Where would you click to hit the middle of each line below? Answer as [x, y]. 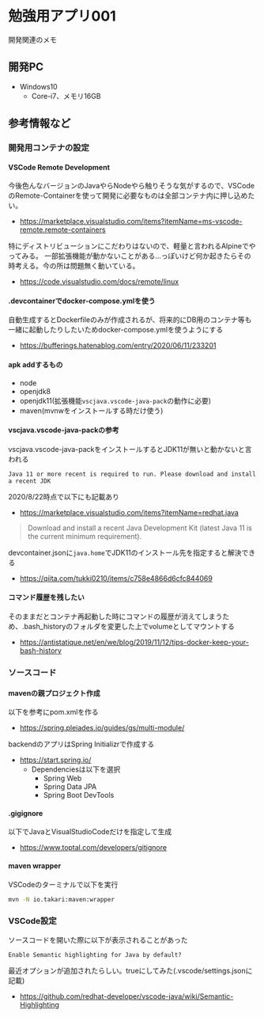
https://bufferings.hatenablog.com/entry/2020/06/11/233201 [118, 346]
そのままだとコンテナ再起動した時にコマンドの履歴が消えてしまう [115, 617]
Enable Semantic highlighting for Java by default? [95, 954]
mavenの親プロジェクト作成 [54, 693]
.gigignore [26, 813]
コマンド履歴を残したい [46, 598]
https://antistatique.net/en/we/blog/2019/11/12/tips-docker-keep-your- [134, 643]
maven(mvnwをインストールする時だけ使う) [91, 410]
